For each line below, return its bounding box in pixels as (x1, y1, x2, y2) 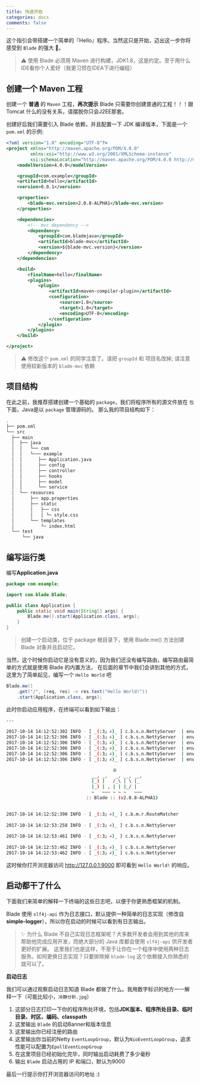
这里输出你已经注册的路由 (14, 1028, 78, 1035)
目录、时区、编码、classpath (14, 1013, 87, 1020)
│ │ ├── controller (11, 467, 76, 474)
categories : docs (6, 14, 49, 20)
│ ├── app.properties (11, 495, 79, 501)
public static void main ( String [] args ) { (17, 608, 124, 614)
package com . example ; (6, 581, 60, 587)
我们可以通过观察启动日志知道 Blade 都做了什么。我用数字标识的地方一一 (6, 985, 185, 992)
